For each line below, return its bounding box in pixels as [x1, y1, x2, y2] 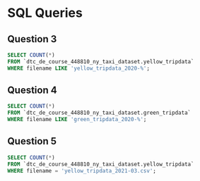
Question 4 [7, 85, 58, 96]
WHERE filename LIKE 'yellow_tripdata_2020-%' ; [7, 65, 151, 72]
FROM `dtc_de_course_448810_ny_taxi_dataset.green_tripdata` [7, 109, 192, 117]
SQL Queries [7, 5, 83, 21]
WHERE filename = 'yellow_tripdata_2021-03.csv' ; [7, 167, 157, 174]
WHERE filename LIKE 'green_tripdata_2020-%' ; [7, 116, 147, 123]
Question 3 [7, 33, 57, 45]
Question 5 [7, 135, 57, 147]
